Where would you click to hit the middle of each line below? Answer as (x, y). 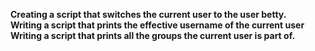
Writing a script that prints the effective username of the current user (157, 25)
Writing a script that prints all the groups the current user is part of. (153, 35)
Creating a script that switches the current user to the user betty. (148, 14)
